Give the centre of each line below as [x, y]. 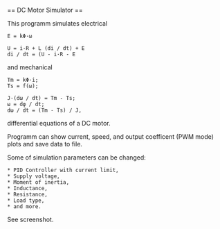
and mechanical [30, 67]
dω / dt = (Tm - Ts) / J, [44, 110]
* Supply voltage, [34, 176]
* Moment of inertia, [38, 183]
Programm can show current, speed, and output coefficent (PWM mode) [111, 137]
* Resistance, [28, 194]
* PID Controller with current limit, [63, 170]
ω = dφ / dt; [26, 104]
